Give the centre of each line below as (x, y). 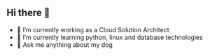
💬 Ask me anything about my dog (65, 44)
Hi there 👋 (28, 13)
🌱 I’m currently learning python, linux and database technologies (110, 37)
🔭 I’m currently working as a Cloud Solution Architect (93, 29)
